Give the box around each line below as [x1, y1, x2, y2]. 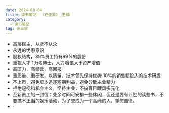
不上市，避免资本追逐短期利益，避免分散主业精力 [12, 79, 115, 85]
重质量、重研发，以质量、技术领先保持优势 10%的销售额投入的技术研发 [12, 72, 161, 79]
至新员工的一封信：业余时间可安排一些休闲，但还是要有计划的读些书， [12, 92, 160, 98]
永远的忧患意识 [12, 47, 44, 53]
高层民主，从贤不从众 [12, 41, 57, 47]
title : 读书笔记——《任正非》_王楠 [5, 12, 70, 17]
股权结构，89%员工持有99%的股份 [12, 54, 86, 60]
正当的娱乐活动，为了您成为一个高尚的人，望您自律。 [26, 98, 138, 104]
